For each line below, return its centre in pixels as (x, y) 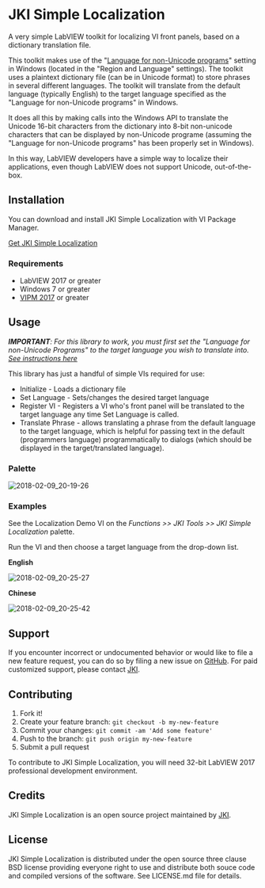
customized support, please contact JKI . (74, 669)
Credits (27, 796)
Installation (36, 200)
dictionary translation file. (50, 44)
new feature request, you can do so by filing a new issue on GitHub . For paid (133, 661)
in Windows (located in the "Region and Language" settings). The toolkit (126, 68)
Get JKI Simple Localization (53, 242)
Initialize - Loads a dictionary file (73, 389)
